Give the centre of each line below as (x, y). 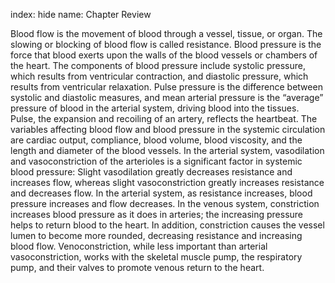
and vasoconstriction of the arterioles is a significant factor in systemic (156, 161)
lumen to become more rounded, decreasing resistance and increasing (156, 235)
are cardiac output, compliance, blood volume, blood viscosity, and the (156, 140)
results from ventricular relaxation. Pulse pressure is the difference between (166, 87)
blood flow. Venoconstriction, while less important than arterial (139, 246)
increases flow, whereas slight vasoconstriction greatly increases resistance (167, 182)
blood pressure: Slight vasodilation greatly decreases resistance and (151, 172)
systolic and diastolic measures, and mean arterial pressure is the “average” (167, 97)
